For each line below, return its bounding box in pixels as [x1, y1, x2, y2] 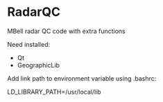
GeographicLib [17, 61, 60, 69]
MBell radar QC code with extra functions [7, 27, 126, 35]
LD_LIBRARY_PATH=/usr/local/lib [7, 88, 102, 96]
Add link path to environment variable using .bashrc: [7, 74, 157, 83]
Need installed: [7, 40, 51, 48]
